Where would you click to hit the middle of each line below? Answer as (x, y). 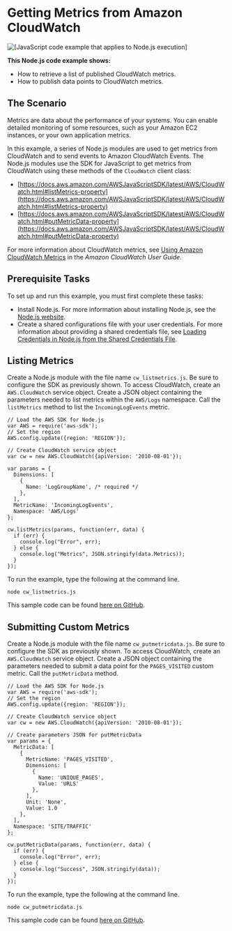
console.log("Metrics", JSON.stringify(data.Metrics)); (103, 554)
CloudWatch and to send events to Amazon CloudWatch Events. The (106, 156)
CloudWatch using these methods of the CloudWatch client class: (99, 171)
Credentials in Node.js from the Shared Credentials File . (97, 339)
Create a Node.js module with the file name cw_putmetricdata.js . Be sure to (116, 644)
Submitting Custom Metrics (69, 627)
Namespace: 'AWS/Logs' (46, 512)
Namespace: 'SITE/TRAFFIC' (53, 827)
